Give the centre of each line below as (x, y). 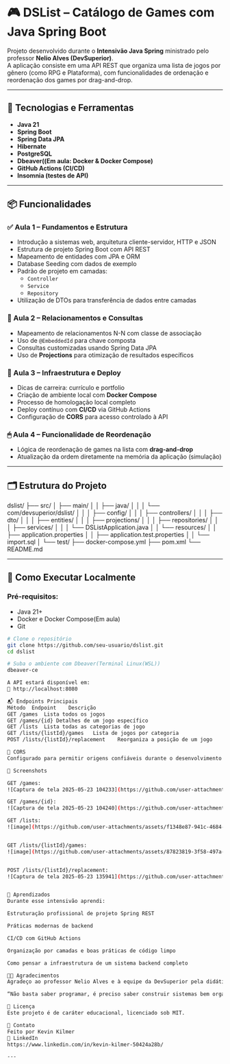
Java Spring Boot (57, 32)
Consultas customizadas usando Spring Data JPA (87, 348)
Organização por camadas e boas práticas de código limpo (91, 951)
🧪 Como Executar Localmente (72, 577)
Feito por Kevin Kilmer (41, 1032)
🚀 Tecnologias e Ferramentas (71, 108)
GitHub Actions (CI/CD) (51, 168)
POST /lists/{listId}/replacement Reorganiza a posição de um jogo (110, 740)
